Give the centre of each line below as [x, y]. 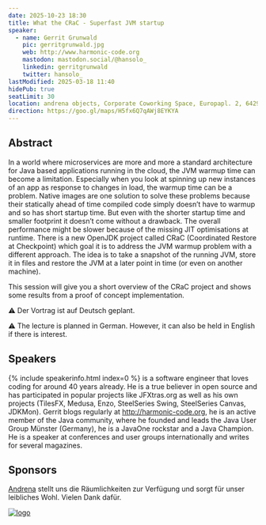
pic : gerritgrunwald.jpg [63, 45]
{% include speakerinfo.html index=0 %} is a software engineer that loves [129, 378]
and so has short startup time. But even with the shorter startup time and [127, 212]
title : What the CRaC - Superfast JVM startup [86, 23]
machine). [25, 271]
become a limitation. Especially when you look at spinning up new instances [132, 179]
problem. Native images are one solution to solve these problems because [129, 195]
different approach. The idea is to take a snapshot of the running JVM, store [132, 255]
